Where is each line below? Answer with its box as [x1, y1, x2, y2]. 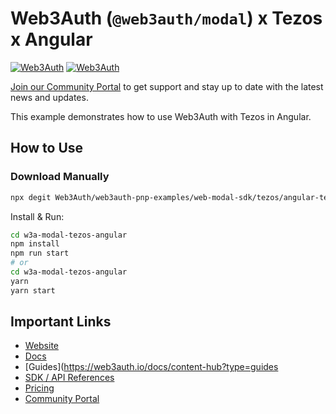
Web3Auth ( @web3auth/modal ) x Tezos [10, 7, 323, 30]
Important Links [10, 313, 112, 331]
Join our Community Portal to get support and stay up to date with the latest [10, 80, 324, 92]
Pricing [24, 382, 55, 394]
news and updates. [10, 91, 89, 103]
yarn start [10, 285, 56, 296]
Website [24, 340, 60, 352]
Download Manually [10, 170, 110, 184]
